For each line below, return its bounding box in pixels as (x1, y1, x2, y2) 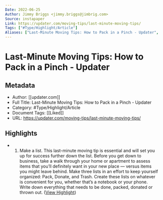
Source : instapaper (5, 16, 45, 21)
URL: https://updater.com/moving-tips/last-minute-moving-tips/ (12, 115, 141, 121)
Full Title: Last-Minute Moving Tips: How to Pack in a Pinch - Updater (12, 99, 152, 105)
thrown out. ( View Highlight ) (19, 189, 76, 195)
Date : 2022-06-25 (5, 7, 41, 12)
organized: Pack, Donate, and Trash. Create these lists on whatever (19, 173, 156, 179)
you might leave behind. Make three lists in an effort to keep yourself (19, 168, 158, 174)
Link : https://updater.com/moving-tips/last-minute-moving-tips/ (5, 21, 141, 26)
